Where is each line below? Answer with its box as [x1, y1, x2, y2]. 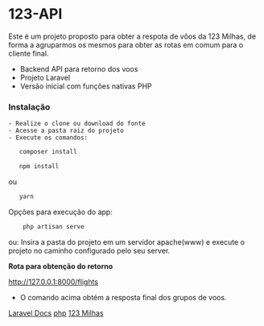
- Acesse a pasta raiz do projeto [8, 126, 125, 135]
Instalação [8, 101, 51, 113]
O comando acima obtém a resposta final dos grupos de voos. [19, 292, 227, 302]
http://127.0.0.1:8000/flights [8, 277, 99, 287]
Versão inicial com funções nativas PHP [19, 81, 152, 91]
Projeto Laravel [19, 72, 71, 82]
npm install [19, 163, 60, 171]
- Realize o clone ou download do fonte [8, 120, 146, 128]
